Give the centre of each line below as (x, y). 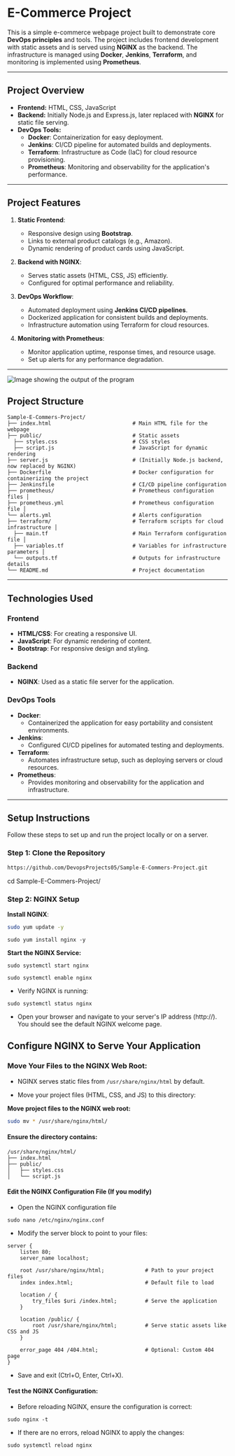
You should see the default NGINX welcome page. (90, 1024)
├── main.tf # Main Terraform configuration (120, 534)
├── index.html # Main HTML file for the (108, 424)
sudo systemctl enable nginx (50, 977)
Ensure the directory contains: (52, 1137)
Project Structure (45, 401)
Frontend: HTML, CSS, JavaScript (67, 107)
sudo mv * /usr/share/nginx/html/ (58, 1121)
